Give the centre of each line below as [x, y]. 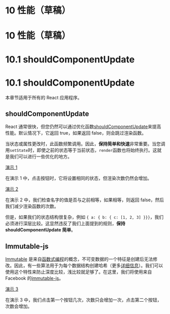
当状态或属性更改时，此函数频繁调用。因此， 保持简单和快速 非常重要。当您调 [85, 144]
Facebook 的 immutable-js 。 [34, 278]
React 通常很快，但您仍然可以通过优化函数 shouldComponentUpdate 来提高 [83, 127]
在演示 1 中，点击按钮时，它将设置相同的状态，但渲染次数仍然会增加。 [79, 178]
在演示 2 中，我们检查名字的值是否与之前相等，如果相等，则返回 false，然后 [85, 200]
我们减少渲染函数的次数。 [32, 206]
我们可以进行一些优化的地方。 [41, 156]
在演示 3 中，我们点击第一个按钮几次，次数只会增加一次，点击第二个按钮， [83, 300]
